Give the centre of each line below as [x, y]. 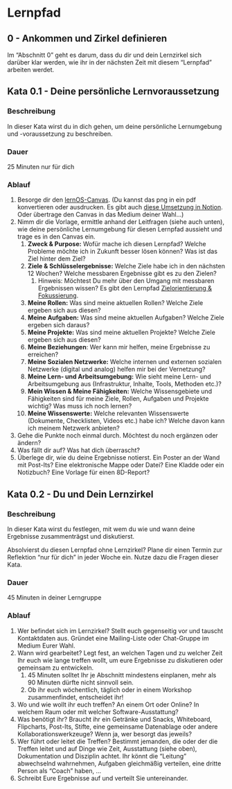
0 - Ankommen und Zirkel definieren [87, 38]
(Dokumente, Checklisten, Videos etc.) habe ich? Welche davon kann [126, 421]
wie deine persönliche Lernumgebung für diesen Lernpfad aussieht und [119, 229]
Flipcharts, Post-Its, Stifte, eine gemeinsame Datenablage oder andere [117, 727]
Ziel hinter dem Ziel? [56, 259]
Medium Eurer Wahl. [46, 645]
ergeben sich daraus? [59, 325]
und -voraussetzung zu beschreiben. [60, 134]
